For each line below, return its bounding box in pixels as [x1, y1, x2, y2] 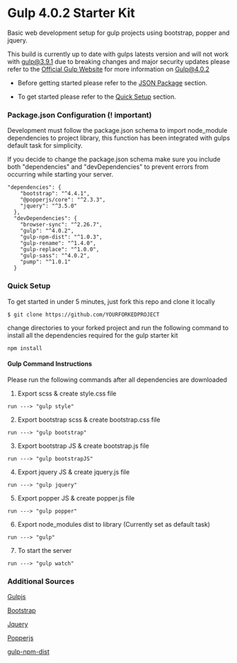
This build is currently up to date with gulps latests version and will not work [7, 50, 229, 58]
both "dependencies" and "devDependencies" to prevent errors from [7, 163, 209, 171]
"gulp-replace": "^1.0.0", [20, 246, 100, 253]
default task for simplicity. [7, 141, 83, 150]
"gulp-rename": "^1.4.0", [20, 240, 97, 247]
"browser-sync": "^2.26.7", [20, 221, 103, 229]
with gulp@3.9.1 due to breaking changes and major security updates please [7, 57, 230, 65]
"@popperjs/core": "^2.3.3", [20, 197, 106, 204]
